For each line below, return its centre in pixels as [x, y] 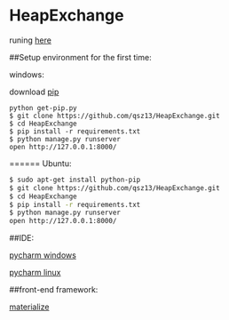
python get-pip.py [43, 108]
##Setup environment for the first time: [81, 57]
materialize [29, 307]
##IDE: [22, 238]
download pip [34, 92]
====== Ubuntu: [40, 163]
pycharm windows [43, 255]
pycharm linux [35, 273]
